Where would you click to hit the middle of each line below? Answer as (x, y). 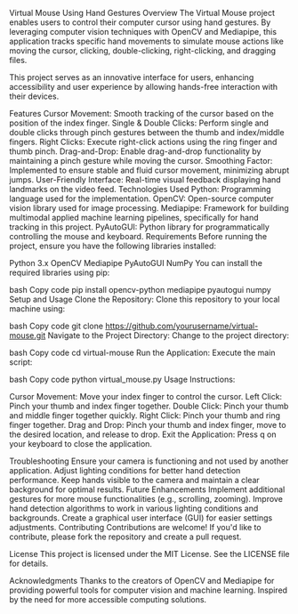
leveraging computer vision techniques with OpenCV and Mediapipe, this (143, 32)
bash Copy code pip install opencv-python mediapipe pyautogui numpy (140, 290)
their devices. (34, 96)
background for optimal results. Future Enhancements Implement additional (147, 489)
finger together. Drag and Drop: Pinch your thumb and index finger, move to (148, 425)
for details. (29, 563)
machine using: (37, 309)
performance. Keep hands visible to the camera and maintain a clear (134, 480)
